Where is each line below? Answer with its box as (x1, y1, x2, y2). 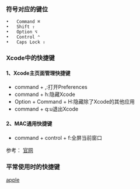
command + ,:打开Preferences (14, 84, 87, 91)
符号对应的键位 (6, 5, 48, 13)
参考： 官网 (6, 146, 33, 153)
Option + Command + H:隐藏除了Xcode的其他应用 (14, 98, 135, 105)
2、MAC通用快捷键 (6, 120, 52, 127)
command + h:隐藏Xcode (14, 91, 76, 98)
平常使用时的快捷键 (6, 163, 60, 171)
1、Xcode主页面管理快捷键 (6, 69, 71, 77)
